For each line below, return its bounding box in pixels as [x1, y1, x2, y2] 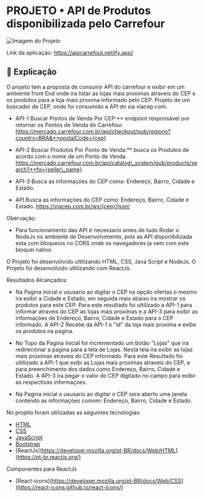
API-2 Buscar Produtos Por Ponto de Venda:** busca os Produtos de [15, 146, 189, 154]
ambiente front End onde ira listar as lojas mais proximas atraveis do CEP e [6, 90, 196, 97]
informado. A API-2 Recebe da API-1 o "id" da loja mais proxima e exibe [15, 321, 197, 328]
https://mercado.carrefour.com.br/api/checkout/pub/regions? [15, 127, 171, 135]
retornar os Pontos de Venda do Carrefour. [15, 121, 124, 128]
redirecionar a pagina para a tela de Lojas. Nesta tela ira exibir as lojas [15, 345, 193, 353]
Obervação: [6, 214, 37, 222]
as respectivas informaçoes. [15, 378, 87, 386]
